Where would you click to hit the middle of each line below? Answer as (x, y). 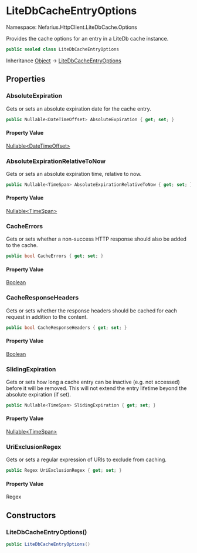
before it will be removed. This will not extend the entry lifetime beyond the (96, 388)
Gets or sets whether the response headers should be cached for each (92, 311)
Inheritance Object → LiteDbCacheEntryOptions (64, 61)
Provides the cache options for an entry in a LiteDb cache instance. (87, 38)
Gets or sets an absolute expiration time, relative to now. (74, 174)
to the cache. (22, 245)
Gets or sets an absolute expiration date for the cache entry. (79, 109)
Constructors (31, 515)
